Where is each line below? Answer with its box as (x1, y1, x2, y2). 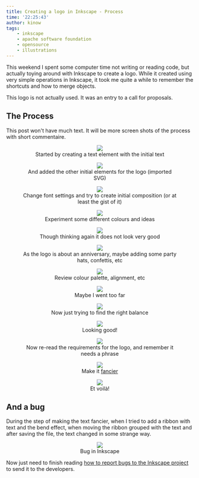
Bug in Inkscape (80, 448, 120, 455)
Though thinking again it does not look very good (39, 232, 160, 240)
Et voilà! (90, 385, 110, 392)
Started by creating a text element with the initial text (35, 151, 165, 158)
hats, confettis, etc (77, 256, 123, 264)
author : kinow (6, 20, 42, 26)
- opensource (17, 42, 49, 48)
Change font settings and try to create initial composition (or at (23, 192, 177, 199)
